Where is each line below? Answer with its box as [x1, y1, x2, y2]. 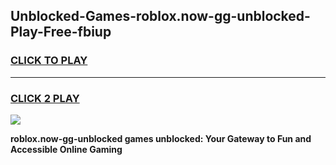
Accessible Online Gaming [10, 143, 123, 155]
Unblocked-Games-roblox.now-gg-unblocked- [10, 8, 311, 25]
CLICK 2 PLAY [10, 91, 80, 105]
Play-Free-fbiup [10, 24, 112, 41]
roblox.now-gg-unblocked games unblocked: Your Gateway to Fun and [10, 132, 312, 144]
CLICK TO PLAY [10, 54, 88, 68]
